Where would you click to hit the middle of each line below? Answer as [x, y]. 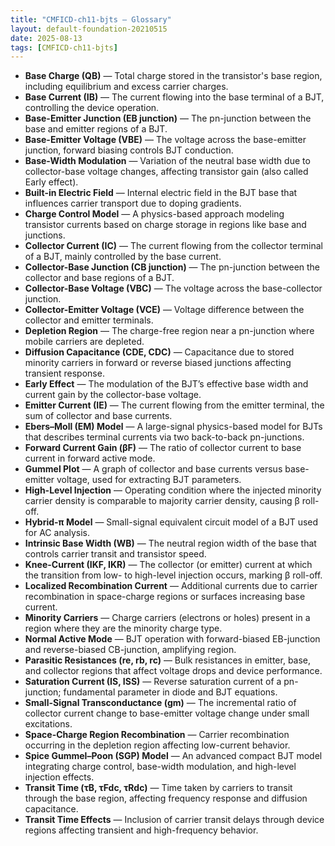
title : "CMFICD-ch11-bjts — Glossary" [91, 19]
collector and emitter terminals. [89, 320]
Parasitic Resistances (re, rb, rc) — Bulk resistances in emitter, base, [168, 660]
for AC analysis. [57, 533]
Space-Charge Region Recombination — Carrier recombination [157, 735]
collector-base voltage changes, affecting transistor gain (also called [166, 172]
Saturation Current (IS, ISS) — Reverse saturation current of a [153, 682]
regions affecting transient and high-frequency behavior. [141, 830]
